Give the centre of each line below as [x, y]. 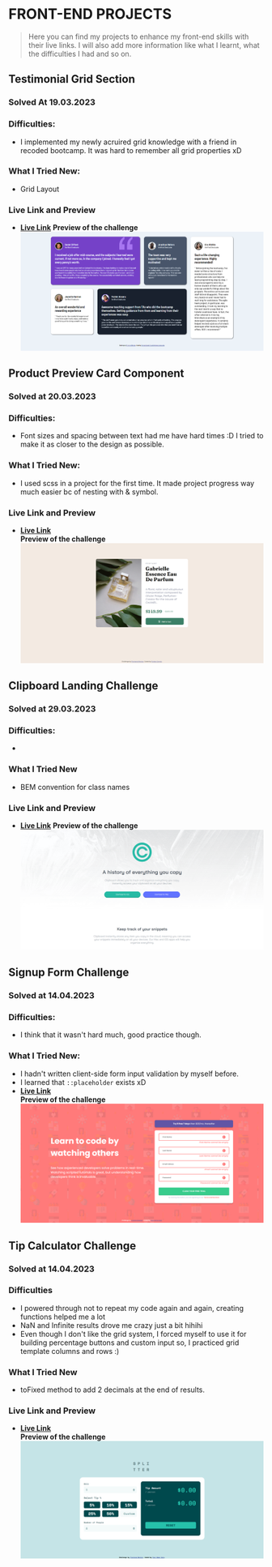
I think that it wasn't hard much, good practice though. [111, 1035]
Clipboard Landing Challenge [83, 686]
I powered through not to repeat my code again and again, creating [132, 1308]
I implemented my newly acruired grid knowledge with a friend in [128, 142]
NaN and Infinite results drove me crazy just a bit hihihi [111, 1325]
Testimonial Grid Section [72, 79]
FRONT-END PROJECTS [90, 14]
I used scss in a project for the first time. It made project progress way [137, 483]
